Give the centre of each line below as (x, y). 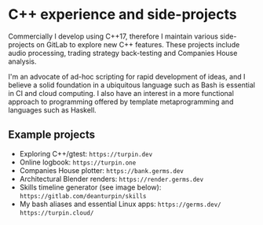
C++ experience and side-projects (122, 15)
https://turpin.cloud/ (57, 213)
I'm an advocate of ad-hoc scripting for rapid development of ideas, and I (127, 76)
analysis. (22, 61)
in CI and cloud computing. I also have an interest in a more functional (121, 93)
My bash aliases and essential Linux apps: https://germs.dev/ (120, 204)
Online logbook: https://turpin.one (78, 162)
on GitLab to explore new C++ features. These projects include (138, 44)
